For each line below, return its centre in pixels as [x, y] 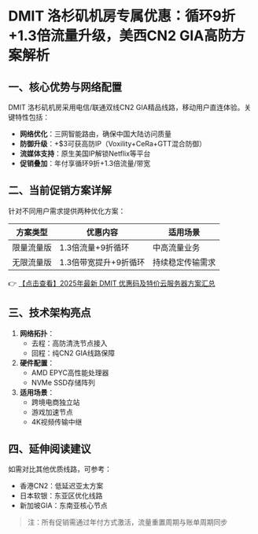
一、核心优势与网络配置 [65, 87]
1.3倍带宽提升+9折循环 [102, 262]
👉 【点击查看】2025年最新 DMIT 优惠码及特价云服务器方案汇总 [112, 283]
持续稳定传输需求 [184, 262]
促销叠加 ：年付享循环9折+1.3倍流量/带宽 [85, 163]
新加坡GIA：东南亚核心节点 [63, 506]
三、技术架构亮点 [50, 313]
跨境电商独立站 [55, 402]
